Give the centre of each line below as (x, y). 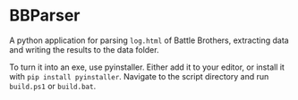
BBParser (45, 16)
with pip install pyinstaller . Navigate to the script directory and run (139, 76)
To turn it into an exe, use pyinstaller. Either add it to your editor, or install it (147, 67)
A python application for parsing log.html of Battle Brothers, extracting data (149, 40)
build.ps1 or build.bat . (53, 86)
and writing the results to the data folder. (84, 49)
